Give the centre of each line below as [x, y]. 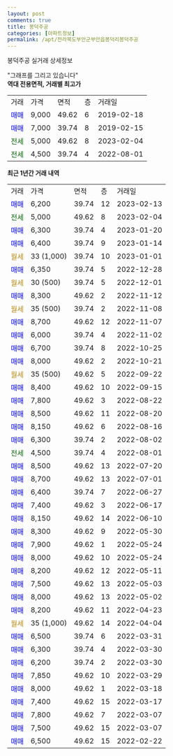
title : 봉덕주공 [28, 27]
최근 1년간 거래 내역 [33, 173]
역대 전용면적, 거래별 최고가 [44, 84]
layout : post [26, 14]
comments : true [29, 20]
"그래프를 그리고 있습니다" [43, 75]
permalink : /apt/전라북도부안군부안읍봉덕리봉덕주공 [73, 40]
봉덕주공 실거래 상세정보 [40, 61]
